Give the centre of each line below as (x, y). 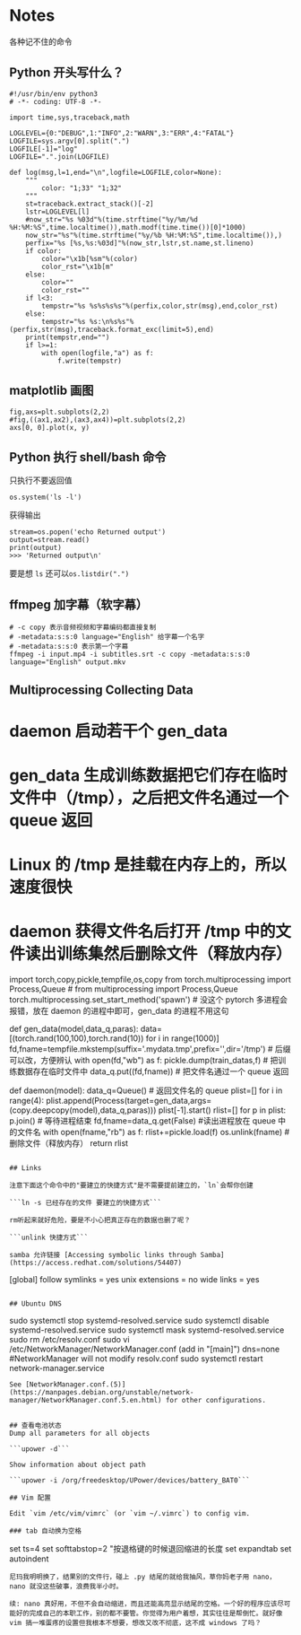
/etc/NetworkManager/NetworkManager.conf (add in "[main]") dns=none (145, 1349)
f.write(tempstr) (90, 361)
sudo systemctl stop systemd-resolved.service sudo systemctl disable (139, 1321)
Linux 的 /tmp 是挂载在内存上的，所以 (148, 865)
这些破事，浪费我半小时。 (83, 1587)
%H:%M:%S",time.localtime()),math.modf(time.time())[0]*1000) (128, 227)
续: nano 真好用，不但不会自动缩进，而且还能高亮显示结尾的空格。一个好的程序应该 (143, 1604)
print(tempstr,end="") (68, 337)
